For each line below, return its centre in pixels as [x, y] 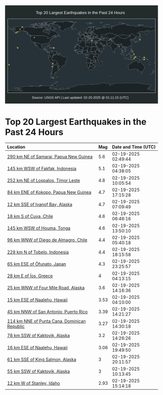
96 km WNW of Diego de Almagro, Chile [47, 240]
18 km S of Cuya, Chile [30, 216]
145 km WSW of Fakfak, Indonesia [42, 168]
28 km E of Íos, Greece [30, 276]
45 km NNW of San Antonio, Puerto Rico [48, 311]
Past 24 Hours [34, 132]
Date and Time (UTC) [134, 147]
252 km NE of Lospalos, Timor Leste [43, 180]
